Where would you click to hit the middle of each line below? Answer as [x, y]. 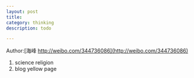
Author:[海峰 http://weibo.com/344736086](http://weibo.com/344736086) [97, 51]
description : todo [29, 28]
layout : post [22, 12]
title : [14, 17]
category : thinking [30, 22]
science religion [34, 63]
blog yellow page [36, 69]
